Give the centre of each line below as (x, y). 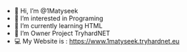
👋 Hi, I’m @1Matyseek (46, 11)
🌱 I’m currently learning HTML (58, 26)
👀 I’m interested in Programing (59, 18)
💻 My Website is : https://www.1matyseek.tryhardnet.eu (97, 41)
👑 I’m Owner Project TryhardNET (62, 33)
